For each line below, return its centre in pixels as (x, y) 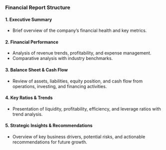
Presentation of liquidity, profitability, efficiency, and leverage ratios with (86, 108)
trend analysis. (27, 114)
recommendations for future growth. (50, 142)
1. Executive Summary (29, 19)
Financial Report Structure (38, 7)
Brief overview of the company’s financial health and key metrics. (80, 30)
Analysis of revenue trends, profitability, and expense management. (82, 53)
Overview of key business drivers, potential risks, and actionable (79, 136)
